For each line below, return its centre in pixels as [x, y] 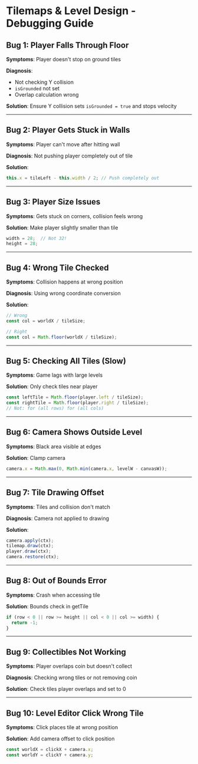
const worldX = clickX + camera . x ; [50, 750]
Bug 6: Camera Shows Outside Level [74, 432]
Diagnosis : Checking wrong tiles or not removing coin [72, 678]
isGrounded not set [37, 88]
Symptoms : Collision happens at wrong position [65, 282]
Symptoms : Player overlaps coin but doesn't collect [69, 666]
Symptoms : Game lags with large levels [55, 375]
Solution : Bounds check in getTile [47, 606]
